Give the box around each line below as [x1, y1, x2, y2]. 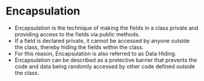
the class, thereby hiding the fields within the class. [14, 44, 144, 51]
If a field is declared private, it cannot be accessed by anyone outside [14, 37, 190, 44]
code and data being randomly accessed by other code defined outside [14, 62, 195, 70]
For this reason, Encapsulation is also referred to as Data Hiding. [14, 50, 177, 57]
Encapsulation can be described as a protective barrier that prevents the [14, 56, 197, 63]
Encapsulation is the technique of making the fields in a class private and [14, 24, 199, 31]
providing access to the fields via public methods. [14, 30, 140, 37]
